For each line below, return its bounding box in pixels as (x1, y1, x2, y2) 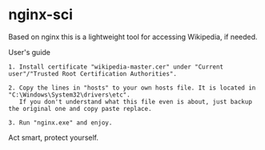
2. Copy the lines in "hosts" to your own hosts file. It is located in (8, 84, 256, 92)
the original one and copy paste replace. (8, 105, 152, 112)
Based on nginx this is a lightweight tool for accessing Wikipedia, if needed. (8, 32, 258, 41)
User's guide (8, 47, 50, 57)
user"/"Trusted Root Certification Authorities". (8, 69, 178, 77)
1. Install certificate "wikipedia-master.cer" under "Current (8, 62, 224, 71)
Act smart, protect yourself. (8, 132, 98, 142)
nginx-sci (8, 6, 74, 24)
